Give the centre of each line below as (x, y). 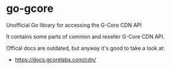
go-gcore (30, 9)
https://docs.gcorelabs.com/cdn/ (55, 59)
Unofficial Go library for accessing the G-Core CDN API (74, 25)
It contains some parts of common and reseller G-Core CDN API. (85, 36)
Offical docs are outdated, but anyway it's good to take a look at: (85, 48)
